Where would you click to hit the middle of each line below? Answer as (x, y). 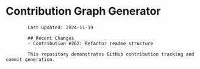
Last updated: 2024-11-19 (61, 27)
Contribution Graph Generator (83, 11)
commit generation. (30, 59)
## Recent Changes (51, 38)
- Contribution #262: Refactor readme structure (91, 43)
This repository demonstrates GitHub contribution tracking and (111, 54)
